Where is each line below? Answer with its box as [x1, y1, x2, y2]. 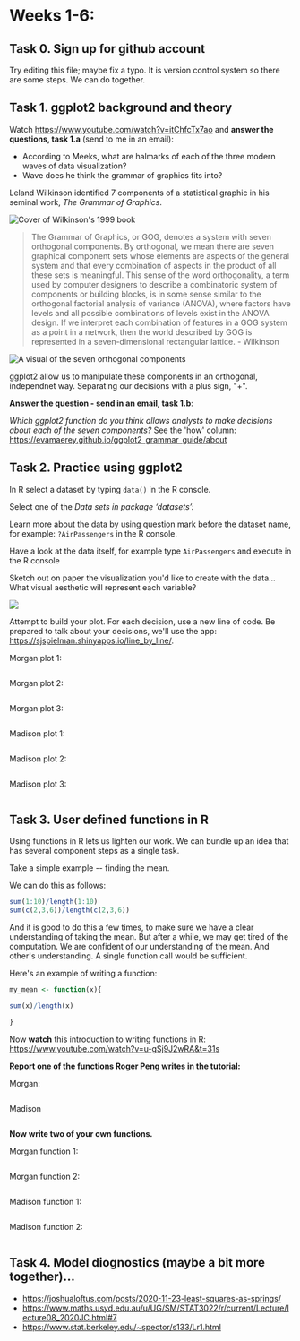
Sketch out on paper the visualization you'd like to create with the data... [9, 572, 276, 583]
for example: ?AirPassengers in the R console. [9, 528, 177, 538]
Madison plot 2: [9, 753, 67, 764]
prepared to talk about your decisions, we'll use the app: [9, 625, 218, 636]
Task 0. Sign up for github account [9, 41, 206, 56]
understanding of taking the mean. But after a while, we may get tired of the [9, 932, 289, 942]
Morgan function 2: [9, 1171, 81, 1182]
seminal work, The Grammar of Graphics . [9, 196, 163, 207]
